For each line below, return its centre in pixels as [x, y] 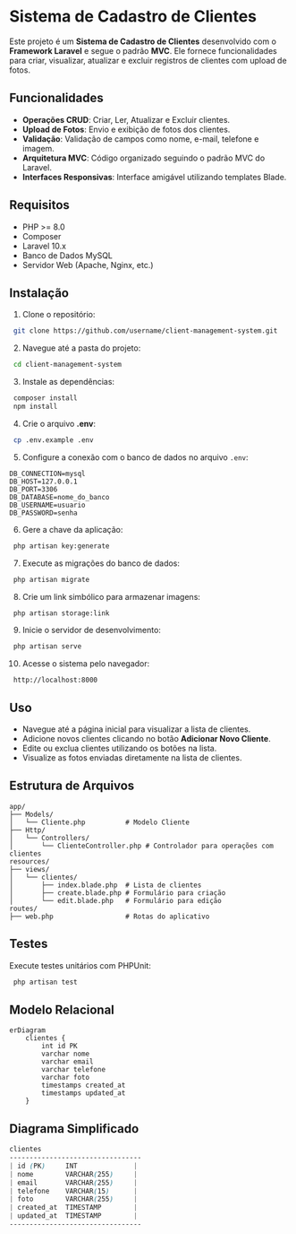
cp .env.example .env [53, 440]
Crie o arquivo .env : [59, 423]
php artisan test [45, 982]
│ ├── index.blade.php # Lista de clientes [106, 885]
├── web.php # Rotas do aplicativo [110, 917]
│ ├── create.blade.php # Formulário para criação [118, 893]
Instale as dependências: [68, 382]
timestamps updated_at [84, 1093]
